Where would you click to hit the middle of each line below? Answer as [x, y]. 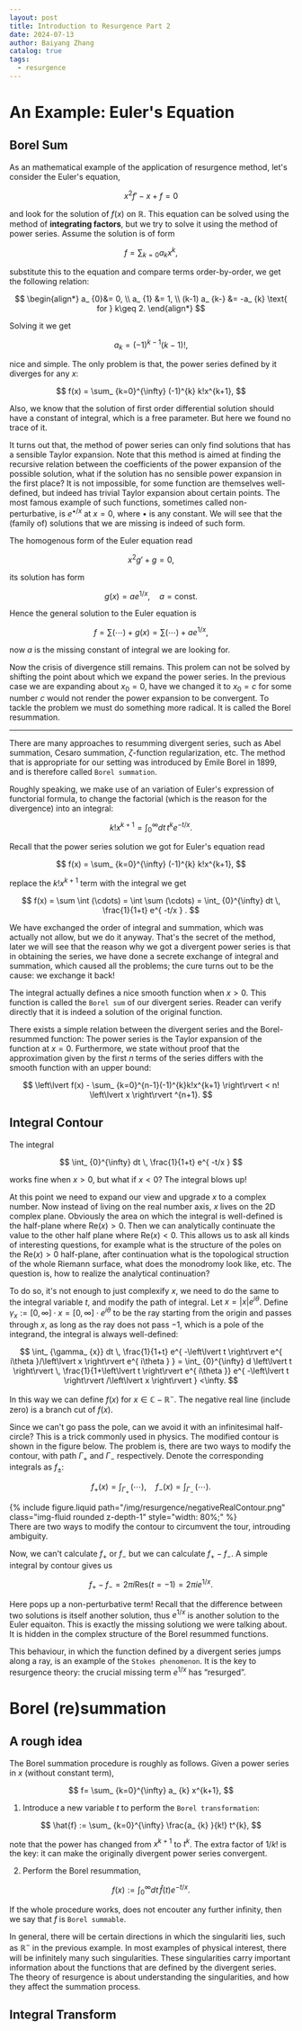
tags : [19, 59]
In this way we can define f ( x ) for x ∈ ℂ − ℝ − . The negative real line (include [150, 1398]
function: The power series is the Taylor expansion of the [156, 1038]
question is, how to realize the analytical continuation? [110, 1273]
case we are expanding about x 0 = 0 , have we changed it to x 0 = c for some [151, 687]
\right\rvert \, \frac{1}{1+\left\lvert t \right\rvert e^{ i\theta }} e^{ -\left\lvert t [151, 1370]
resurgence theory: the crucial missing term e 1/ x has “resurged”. [128, 1672]
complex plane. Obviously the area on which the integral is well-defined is [146, 1216]
